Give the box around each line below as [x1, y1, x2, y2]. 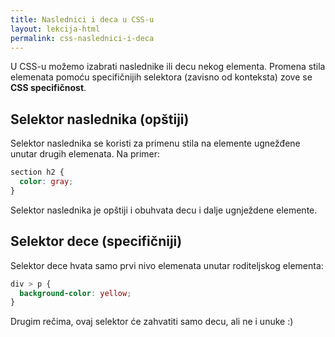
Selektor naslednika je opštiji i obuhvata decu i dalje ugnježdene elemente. [10, 204, 318, 216]
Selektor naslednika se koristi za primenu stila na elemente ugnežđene [10, 137, 301, 150]
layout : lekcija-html [10, 24, 101, 34]
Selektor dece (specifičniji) [10, 233, 183, 250]
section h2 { [10, 167, 65, 178]
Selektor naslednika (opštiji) [10, 111, 190, 128]
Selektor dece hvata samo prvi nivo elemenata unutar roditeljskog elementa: [10, 259, 324, 271]
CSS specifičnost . [10, 82, 87, 94]
